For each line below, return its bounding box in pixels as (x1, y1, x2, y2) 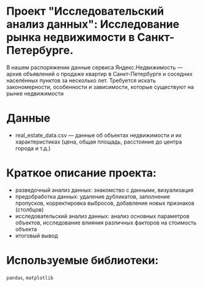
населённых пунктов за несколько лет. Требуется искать (6, 77, 156, 84)
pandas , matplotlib (6, 274, 54, 281)
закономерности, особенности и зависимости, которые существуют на (6, 83, 194, 90)
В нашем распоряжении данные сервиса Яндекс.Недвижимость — (6, 63, 183, 71)
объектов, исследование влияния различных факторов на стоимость (15, 219, 197, 226)
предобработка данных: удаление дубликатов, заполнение (15, 193, 170, 200)
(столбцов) (15, 205, 44, 213)
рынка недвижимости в (6, 31, 135, 44)
